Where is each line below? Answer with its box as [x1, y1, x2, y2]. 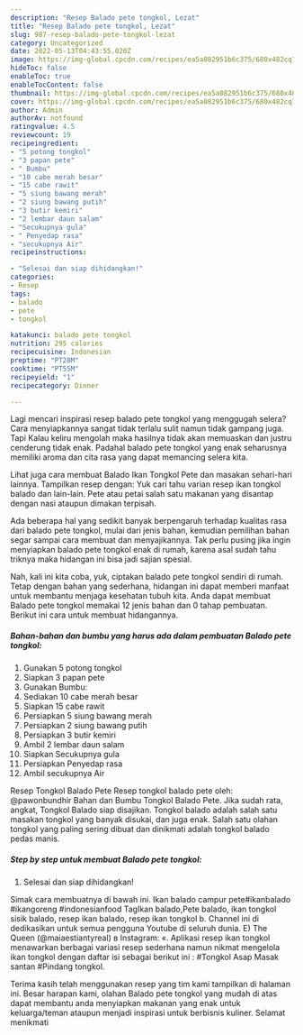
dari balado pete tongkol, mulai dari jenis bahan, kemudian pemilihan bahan [10, 525, 290, 536]
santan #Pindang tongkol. [10, 961, 105, 972]
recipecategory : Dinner [10, 380, 100, 390]
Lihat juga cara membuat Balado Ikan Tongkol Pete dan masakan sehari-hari [10, 470, 293, 481]
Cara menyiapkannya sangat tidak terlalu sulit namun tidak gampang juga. [10, 423, 284, 434]
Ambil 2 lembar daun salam [22, 739, 125, 750]
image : [10, 55, 35, 64]
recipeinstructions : [10, 248, 88, 257]
